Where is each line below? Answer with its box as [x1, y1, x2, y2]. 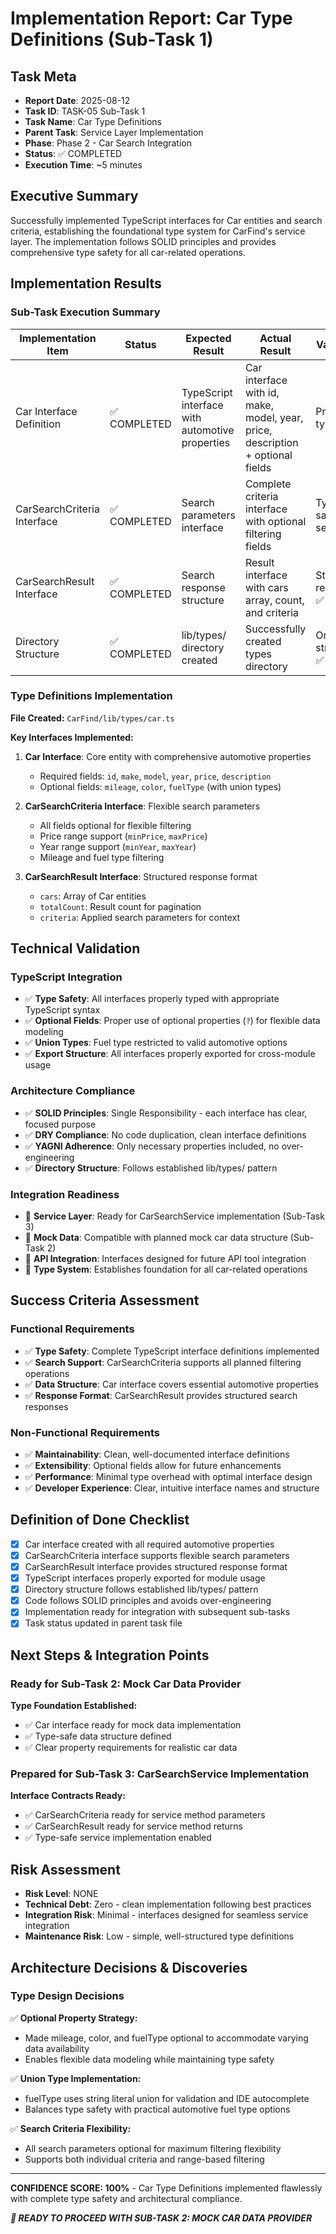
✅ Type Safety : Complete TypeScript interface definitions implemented [24, 1345, 320, 1357]
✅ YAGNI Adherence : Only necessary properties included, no [24, 1140, 280, 1152]
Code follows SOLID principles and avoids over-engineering [24, 1595, 272, 1607]
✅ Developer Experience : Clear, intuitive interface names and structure [24, 1482, 320, 1494]
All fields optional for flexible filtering [39, 819, 192, 831]
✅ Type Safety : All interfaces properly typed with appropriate [24, 993, 280, 1005]
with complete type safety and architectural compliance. [10, 2192, 243, 2204]
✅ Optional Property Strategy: [10, 2012, 138, 2024]
